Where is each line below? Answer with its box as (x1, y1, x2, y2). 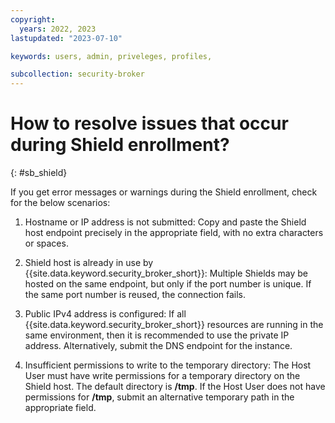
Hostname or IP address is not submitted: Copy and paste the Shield (24, 216, 307, 228)
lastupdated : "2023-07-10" (10, 33, 123, 43)
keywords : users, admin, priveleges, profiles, (10, 51, 213, 61)
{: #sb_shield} (10, 167, 68, 179)
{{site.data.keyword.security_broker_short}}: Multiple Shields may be (24, 267, 308, 280)
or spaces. (24, 237, 69, 250)
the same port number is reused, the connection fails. (24, 289, 247, 301)
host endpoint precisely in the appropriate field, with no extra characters (24, 227, 324, 239)
